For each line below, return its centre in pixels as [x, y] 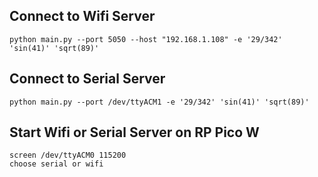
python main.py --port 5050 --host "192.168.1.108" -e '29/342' [146, 39]
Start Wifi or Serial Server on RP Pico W [134, 132]
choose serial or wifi [56, 164]
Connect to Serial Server [87, 79]
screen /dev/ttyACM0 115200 [68, 155]
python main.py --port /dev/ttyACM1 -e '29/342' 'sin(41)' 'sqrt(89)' [159, 102]
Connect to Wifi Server [82, 16]
